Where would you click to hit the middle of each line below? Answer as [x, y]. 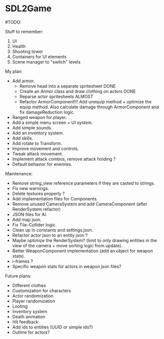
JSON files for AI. [30, 214]
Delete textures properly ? [38, 194]
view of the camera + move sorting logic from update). [67, 245]
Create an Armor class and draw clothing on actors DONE [78, 91]
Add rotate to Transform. [37, 143]
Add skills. [23, 138]
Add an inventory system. [38, 133]
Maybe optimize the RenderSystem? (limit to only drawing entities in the [84, 240]
